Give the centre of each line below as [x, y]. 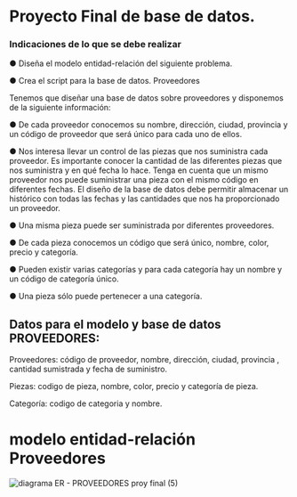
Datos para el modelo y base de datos [115, 324]
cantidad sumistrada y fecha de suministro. [88, 369]
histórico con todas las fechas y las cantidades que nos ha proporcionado [144, 199]
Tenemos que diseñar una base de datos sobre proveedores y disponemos [147, 98]
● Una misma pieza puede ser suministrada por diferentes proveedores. [142, 225]
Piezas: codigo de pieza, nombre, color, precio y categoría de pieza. [134, 387]
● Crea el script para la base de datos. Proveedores [104, 81]
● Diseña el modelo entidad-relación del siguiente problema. [121, 63]
